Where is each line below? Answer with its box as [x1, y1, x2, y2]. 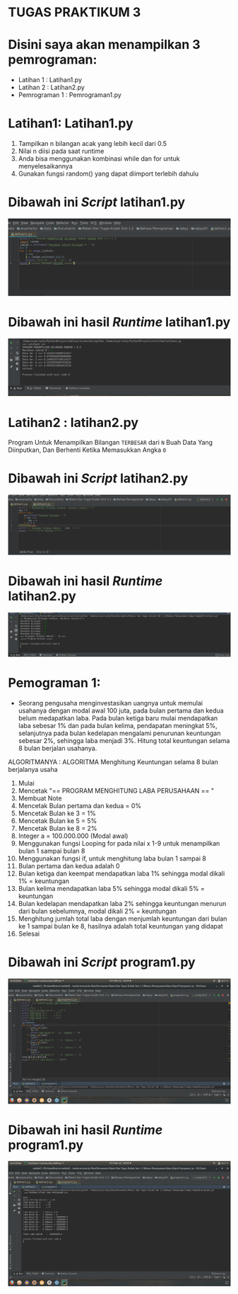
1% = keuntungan [18, 876, 70, 885]
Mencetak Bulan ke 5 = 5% [18, 816, 97, 825]
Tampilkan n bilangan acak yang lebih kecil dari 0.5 [18, 139, 167, 147]
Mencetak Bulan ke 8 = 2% [18, 824, 97, 832]
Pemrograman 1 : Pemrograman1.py [18, 90, 122, 99]
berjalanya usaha [8, 765, 59, 773]
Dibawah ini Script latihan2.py [8, 470, 189, 487]
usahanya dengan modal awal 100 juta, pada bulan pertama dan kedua [18, 706, 225, 715]
